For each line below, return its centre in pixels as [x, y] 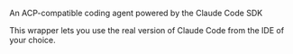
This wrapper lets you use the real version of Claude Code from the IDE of [147, 30]
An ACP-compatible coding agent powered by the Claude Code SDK [136, 13]
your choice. [32, 40]
